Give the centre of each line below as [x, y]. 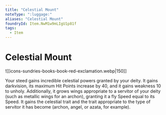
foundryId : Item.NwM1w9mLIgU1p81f [41, 24]
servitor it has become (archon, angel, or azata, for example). [68, 107]
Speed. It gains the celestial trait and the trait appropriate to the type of [78, 102]
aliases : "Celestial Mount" [34, 19]
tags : [11, 28]
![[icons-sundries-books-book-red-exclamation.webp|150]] [66, 71]
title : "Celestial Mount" [32, 10]
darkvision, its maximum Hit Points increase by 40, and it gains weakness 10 [83, 86]
